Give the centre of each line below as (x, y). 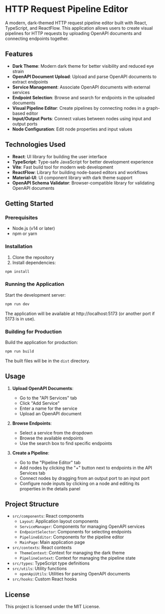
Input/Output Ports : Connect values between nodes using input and (82, 118)
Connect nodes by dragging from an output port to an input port (84, 478)
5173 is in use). (20, 319)
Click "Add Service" (40, 403)
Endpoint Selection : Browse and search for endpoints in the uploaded (83, 97)
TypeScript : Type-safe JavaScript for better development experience (83, 162)
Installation (19, 247)
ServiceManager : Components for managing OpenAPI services (82, 526)
